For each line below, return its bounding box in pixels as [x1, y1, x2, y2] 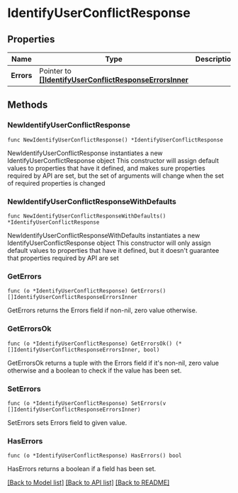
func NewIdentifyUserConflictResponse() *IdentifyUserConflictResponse [7, 136, 223, 143]
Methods [7, 99, 48, 111]
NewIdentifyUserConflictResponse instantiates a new [7, 149, 163, 157]
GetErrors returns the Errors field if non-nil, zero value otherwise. [7, 306, 198, 314]
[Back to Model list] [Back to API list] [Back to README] [7, 478, 170, 487]
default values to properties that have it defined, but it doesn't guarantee [7, 246, 220, 254]
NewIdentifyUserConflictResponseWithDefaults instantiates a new [7, 231, 200, 239]
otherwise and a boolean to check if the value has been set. [7, 366, 182, 375]
